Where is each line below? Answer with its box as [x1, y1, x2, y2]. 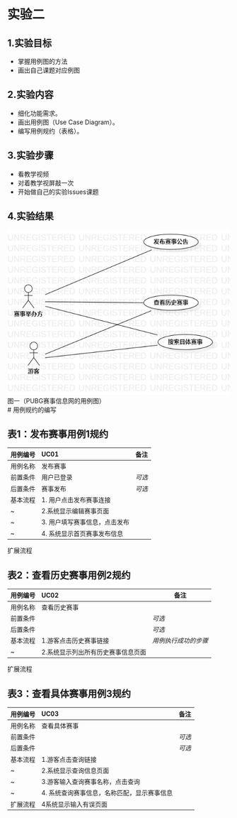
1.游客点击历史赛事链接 [41, 636, 110, 645]
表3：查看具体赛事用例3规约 [7, 687, 132, 699]
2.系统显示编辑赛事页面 [41, 507, 110, 516]
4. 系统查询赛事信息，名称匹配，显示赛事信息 [41, 789, 173, 797]
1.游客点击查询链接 [41, 755, 97, 763]
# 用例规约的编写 [7, 405, 57, 414]
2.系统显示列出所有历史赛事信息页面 [41, 648, 146, 656]
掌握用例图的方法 [17, 58, 68, 65]
